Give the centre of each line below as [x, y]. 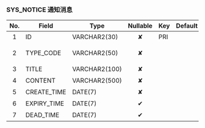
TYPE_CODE [43, 53]
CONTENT [41, 81]
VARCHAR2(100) [97, 69]
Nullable [140, 26]
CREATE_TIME [46, 92]
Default [187, 26]
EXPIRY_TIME [45, 104]
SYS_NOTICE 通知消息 [40, 9]
